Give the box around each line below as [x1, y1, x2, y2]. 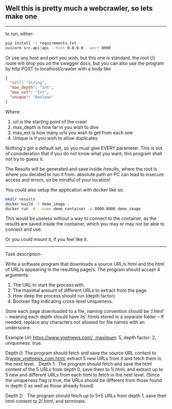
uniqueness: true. [5, 340, 42, 346]
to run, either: [5, 30, 34, 36]
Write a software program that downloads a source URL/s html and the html [5, 261, 165, 267]
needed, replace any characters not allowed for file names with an [5, 319, 145, 325]
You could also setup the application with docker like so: [5, 187, 124, 193]
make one [5, 12, 37, 21]
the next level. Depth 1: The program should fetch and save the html [5, 361, 152, 367]
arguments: [5, 272, 30, 278]
